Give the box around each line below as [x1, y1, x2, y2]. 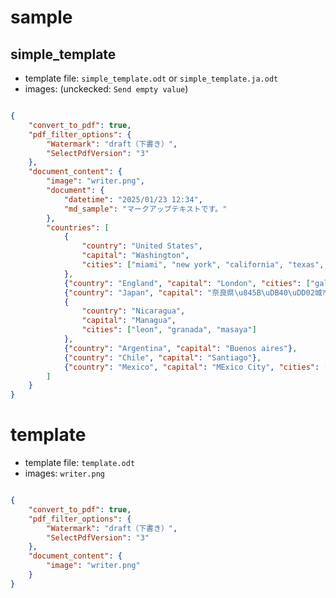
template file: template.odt [24, 457, 136, 469]
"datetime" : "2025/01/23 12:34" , [63, 194, 203, 205]
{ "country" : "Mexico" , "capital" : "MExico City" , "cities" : [63, 362, 320, 372]
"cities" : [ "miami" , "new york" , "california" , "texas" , [81, 260, 325, 270]
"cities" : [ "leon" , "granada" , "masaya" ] [81, 325, 257, 335]
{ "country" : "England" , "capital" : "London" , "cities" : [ [63, 278, 311, 288]
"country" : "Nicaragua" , [81, 306, 186, 316]
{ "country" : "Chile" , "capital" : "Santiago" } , [63, 352, 262, 363]
